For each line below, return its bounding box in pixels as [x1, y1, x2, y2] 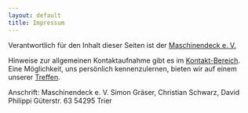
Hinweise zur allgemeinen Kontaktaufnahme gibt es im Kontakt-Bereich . [8, 56, 241, 65]
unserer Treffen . [8, 72, 60, 82]
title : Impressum [8, 19, 65, 27]
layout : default [8, 11, 61, 20]
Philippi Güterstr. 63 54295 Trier [8, 96, 112, 105]
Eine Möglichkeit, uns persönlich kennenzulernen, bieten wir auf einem [8, 64, 238, 73]
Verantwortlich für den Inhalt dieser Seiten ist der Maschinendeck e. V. [8, 40, 237, 49]
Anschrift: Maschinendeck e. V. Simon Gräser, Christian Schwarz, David [8, 87, 240, 97]
